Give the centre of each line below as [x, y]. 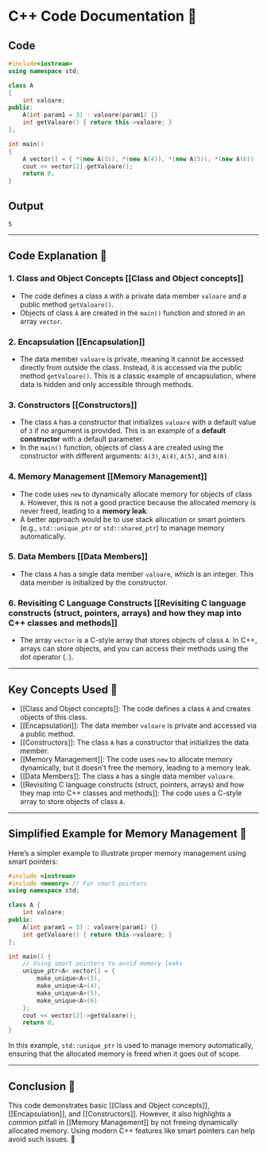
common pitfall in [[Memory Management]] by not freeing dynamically [123, 1123]
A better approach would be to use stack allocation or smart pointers [132, 519]
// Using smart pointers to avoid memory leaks [103, 964]
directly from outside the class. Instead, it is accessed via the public [131, 367]
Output [26, 206]
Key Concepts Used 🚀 [63, 689]
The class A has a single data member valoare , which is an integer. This [137, 574]
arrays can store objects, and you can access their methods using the [134, 649]
